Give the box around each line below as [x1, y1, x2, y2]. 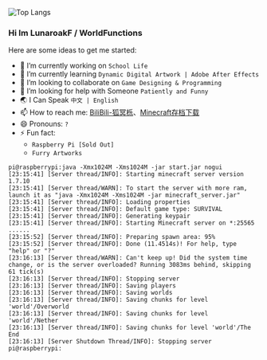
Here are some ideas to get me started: [8, 45, 137, 55]
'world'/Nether [8, 317, 59, 325]
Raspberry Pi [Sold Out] [31, 141, 115, 149]
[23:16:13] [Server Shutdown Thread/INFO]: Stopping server [8, 338, 213, 346]
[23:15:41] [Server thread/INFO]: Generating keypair [8, 212, 191, 221]
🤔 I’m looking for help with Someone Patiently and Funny [19, 86, 209, 96]
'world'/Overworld [8, 303, 69, 311]
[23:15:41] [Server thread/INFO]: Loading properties [8, 198, 191, 206]
